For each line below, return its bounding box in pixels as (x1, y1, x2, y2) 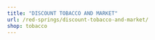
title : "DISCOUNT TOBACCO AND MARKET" (7, 9, 118, 17)
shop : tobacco (7, 22, 48, 29)
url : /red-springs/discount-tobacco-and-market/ (7, 16, 149, 23)
